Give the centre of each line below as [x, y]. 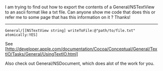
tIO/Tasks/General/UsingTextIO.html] [42, 54]
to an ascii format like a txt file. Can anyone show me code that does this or [80, 12]
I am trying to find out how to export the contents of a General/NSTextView [80, 7]
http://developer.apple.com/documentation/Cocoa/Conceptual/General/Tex [82, 49]
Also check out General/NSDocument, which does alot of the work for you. [80, 63]
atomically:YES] [21, 35]
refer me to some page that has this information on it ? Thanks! [68, 17]
